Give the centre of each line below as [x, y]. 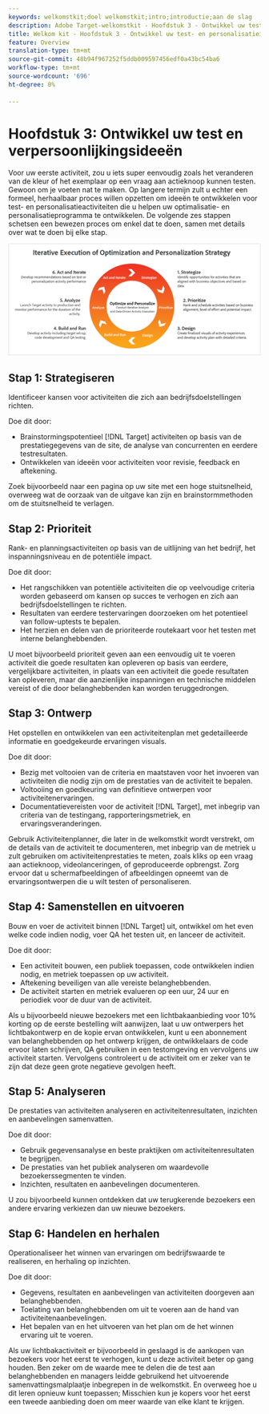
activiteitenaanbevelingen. [63, 1318]
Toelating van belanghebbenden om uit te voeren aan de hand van [129, 1310]
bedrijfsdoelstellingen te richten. [73, 604]
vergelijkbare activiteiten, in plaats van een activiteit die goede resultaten [128, 671]
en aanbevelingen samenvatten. [61, 1119]
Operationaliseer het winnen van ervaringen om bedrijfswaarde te [117, 1253]
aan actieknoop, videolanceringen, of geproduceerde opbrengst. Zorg [124, 864]
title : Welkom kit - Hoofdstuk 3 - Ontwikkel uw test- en [107, 34]
